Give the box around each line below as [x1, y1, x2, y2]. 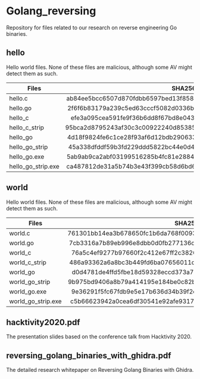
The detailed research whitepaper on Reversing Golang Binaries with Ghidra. [6, 366, 194, 374]
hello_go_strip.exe [9, 162, 60, 170]
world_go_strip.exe [9, 297, 62, 305]
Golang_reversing [6, 4, 96, 18]
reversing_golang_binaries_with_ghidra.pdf [6, 350, 171, 360]
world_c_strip [9, 258, 46, 267]
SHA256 [171, 84, 196, 92]
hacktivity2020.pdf [6, 317, 80, 327]
